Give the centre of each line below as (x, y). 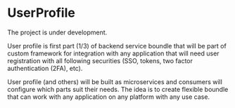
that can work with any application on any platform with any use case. (108, 97)
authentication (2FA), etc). (45, 68)
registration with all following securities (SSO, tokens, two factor (100, 60)
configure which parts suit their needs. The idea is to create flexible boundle (118, 89)
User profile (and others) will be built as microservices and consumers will (115, 81)
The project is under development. (57, 32)
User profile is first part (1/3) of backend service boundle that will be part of (117, 46)
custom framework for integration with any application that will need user (113, 53)
